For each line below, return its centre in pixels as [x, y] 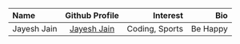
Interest [168, 15]
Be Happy [209, 29]
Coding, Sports [155, 29]
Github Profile [92, 15]
